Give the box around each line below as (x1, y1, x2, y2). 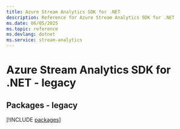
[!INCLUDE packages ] (6, 116, 61, 123)
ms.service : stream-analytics (6, 37, 83, 43)
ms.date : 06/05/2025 (6, 20, 59, 26)
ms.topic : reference (6, 25, 59, 32)
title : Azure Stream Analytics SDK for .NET (6, 8, 121, 15)
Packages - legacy (6, 100, 78, 110)
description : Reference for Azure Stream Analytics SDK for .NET (6, 15, 175, 21)
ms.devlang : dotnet (6, 31, 56, 38)
